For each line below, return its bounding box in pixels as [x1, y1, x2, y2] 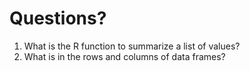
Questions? [9, 7, 107, 30]
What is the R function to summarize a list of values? [23, 40, 241, 52]
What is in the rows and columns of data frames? [23, 50, 226, 62]
